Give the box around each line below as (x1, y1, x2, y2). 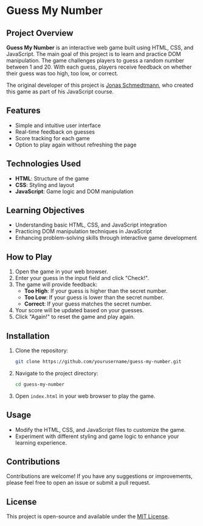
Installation (6, 330, 50, 341)
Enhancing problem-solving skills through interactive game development (15, 234, 197, 242)
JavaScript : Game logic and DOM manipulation (15, 188, 134, 195)
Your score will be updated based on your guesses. (15, 307, 144, 314)
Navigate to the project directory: (15, 369, 98, 377)
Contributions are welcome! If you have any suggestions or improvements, (6, 473, 193, 480)
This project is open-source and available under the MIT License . (6, 513, 170, 520)
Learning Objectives (6, 205, 85, 216)
